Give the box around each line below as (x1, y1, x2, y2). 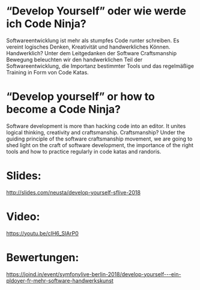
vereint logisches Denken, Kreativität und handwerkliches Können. (6, 43, 171, 50)
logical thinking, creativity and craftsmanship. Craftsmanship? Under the (6, 128, 185, 136)
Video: (6, 210, 40, 223)
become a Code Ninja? (6, 103, 121, 116)
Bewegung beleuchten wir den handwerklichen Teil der (6, 56, 143, 63)
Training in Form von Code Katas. (6, 68, 89, 76)
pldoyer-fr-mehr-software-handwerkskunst (6, 277, 114, 284)
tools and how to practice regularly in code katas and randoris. (6, 148, 162, 155)
